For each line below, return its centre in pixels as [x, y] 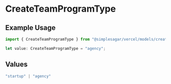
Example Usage [31, 28]
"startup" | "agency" [28, 76]
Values [17, 64]
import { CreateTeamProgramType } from [48, 39]
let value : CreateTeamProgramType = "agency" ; [55, 48]
